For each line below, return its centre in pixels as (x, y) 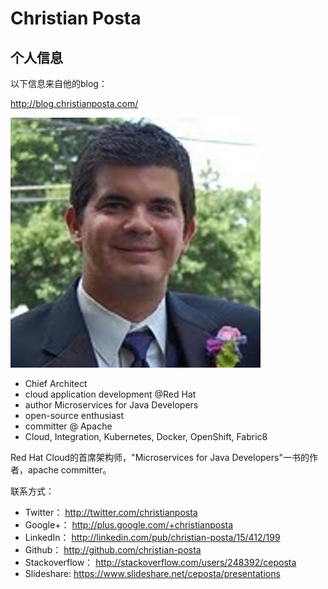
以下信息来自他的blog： (59, 83)
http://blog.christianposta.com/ (74, 103)
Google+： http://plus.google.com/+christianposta (129, 525)
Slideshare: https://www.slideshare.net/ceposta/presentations (152, 573)
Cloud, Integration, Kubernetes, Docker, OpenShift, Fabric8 (146, 436)
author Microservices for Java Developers (111, 405)
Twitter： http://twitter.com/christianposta (111, 512)
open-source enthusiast (74, 415)
